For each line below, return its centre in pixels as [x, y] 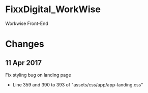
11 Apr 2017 [24, 63]
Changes [25, 44]
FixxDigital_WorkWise [53, 9]
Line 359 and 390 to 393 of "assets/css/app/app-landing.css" [78, 84]
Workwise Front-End [27, 23]
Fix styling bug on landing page [38, 75]
